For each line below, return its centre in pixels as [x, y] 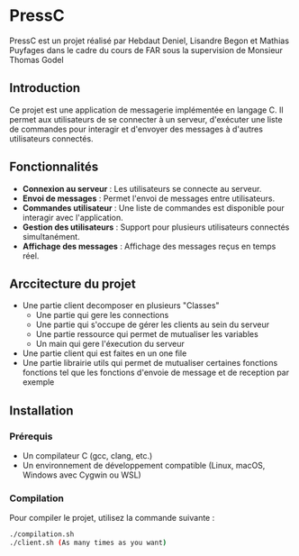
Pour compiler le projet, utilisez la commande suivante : [112, 518]
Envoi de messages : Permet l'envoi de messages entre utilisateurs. [149, 198]
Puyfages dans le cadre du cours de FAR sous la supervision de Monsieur [146, 50]
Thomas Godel [37, 59]
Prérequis [31, 436]
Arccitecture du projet [73, 283]
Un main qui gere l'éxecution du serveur [110, 344]
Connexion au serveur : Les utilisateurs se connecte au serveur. [142, 188]
